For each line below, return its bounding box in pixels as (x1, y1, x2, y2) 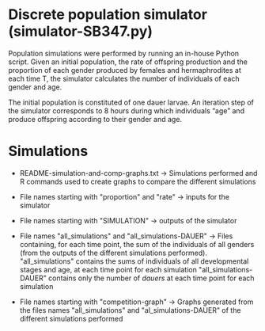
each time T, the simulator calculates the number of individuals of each (8, 74, 240, 83)
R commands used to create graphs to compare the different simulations (19, 177, 256, 186)
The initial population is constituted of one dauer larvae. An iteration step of (8, 97, 255, 107)
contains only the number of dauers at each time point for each (48, 273, 255, 283)
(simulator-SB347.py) (8, 22, 153, 40)
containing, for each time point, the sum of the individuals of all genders (19, 239, 255, 249)
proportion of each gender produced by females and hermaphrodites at (8, 65, 241, 74)
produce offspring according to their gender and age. (8, 114, 183, 124)
